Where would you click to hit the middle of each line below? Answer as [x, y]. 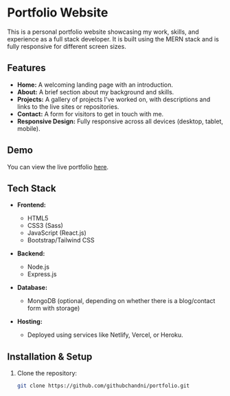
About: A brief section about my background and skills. [95, 92]
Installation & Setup [50, 356]
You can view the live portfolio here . [58, 167]
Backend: [31, 253]
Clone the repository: [47, 373]
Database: [32, 288]
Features [26, 68]
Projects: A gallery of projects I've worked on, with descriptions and [114, 99]
